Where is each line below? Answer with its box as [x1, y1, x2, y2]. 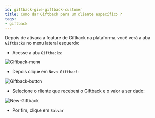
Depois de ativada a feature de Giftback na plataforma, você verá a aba [5, 35, 151, 41]
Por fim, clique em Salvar [12, 107, 64, 113]
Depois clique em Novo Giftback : [12, 69, 79, 75]
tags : [5, 16, 16, 21]
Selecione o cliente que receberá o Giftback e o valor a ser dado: [12, 88, 145, 94]
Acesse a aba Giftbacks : [12, 50, 63, 56]
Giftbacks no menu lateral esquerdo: [5, 40, 80, 46]
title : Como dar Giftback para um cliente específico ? [5, 12, 122, 17]
